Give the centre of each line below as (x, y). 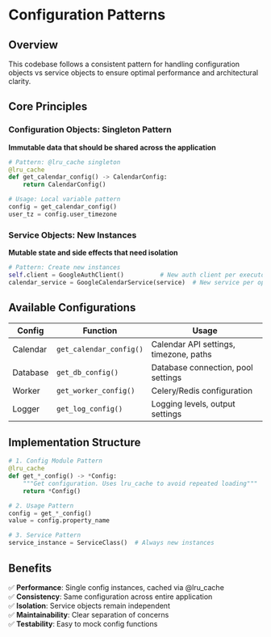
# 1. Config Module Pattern (56, 461)
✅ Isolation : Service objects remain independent (90, 605)
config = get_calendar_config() (63, 207)
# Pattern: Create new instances (65, 268)
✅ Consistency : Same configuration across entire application (110, 597)
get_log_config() (90, 409)
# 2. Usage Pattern (41, 506)
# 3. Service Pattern (45, 535)
